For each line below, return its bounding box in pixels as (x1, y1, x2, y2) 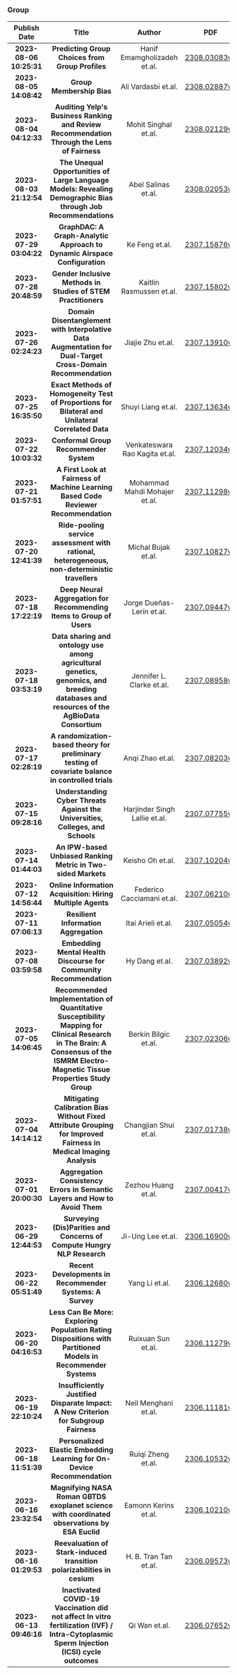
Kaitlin (138, 277, 160, 287)
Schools (67, 831, 96, 841)
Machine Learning (50, 482, 113, 492)
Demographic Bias (49, 193, 113, 203)
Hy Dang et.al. (126, 956, 173, 966)
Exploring (64, 1316, 98, 1326)
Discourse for (57, 956, 105, 966)
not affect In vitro (51, 1611, 111, 1621)
